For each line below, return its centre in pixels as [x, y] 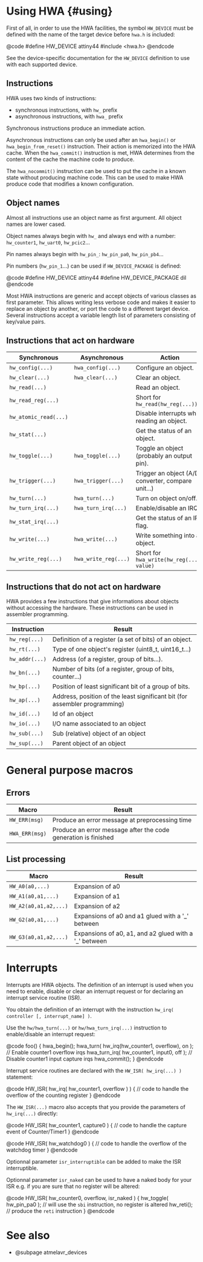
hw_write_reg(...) [36, 559]
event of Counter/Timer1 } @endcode [53, 1131]
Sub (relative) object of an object [99, 734]
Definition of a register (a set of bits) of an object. [122, 640]
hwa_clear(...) [96, 378]
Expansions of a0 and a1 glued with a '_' [131, 916]
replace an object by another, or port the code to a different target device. [98, 308]
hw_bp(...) [25, 687]
